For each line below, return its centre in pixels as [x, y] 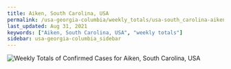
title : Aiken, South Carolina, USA [58, 13]
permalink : [23, 20]
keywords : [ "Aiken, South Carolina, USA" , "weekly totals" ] [95, 32]
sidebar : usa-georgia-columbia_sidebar [64, 39]
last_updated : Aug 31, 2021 [47, 26]
